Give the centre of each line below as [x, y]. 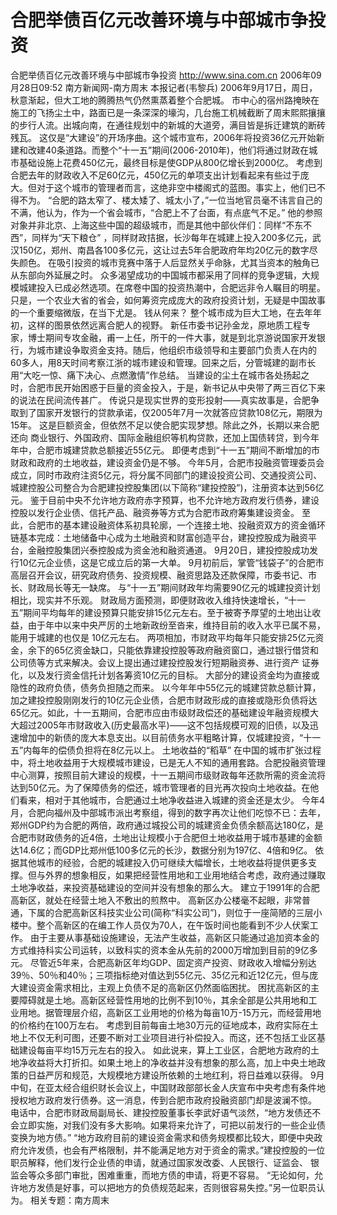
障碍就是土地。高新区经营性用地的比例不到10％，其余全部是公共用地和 [163, 1000]
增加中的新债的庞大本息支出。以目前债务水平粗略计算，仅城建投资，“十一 [170, 737]
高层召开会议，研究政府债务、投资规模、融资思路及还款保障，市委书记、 [159, 575]
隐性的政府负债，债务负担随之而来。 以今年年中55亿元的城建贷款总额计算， [166, 687]
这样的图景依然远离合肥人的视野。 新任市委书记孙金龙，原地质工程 [164, 325]
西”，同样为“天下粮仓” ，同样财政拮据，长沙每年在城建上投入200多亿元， [161, 237]
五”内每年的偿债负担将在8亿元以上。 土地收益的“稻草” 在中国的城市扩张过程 [166, 750]
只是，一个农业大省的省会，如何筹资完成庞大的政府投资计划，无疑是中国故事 [168, 300]
